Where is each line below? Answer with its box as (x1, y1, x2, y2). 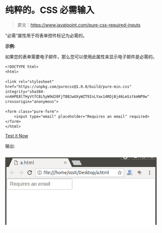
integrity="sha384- (5, 89, 46, 94)
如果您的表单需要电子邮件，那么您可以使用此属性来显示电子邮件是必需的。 (5, 53, 157, 60)
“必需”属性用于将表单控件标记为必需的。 (5, 32, 88, 38)
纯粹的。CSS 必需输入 (5, 4, 95, 16)
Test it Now (5, 132, 29, 138)
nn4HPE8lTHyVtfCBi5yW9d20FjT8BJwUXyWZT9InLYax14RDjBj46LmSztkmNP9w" (5, 94, 150, 99)
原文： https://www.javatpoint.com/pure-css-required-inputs (17, 22, 141, 28)
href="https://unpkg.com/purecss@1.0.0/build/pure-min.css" (5, 84, 132, 89)
